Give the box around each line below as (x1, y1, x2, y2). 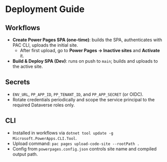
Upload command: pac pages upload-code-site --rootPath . (12, 140, 139, 146)
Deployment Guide (5, 4, 85, 15)
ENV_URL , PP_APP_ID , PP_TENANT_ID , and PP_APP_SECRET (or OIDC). (12, 91, 144, 97)
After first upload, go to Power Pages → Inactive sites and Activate (20, 48, 160, 53)
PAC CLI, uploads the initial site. (12, 42, 79, 48)
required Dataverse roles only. (12, 102, 75, 108)
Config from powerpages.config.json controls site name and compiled (12, 145, 157, 151)
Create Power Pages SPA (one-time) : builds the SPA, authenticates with (12, 37, 162, 43)
